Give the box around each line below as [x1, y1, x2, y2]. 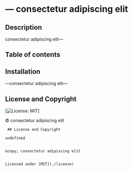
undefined [5, 136, 26, 141]
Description [5, 23, 42, 32]
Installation [5, 67, 41, 76]
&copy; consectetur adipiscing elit [5, 149, 81, 154]
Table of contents [5, 50, 60, 59]
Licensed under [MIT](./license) [5, 162, 74, 167]
